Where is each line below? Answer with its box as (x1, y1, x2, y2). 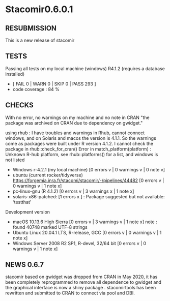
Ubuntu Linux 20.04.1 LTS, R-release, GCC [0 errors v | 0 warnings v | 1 (12, 229, 162, 235)
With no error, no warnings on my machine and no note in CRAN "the (5, 114, 150, 121)
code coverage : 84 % (12, 86, 60, 92)
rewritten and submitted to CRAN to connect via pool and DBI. (5, 290, 135, 296)
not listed (5, 157, 25, 163)
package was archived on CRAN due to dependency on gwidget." (5, 119, 143, 126)
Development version (5, 208, 50, 215)
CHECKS (5, 101, 34, 110)
